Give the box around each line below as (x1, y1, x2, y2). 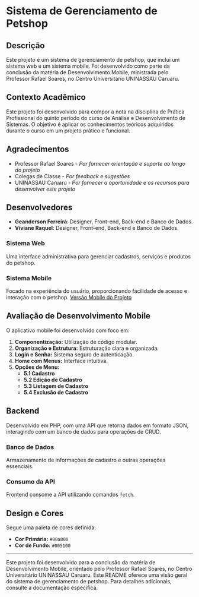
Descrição (6, 40, 45, 50)
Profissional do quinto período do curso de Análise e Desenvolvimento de (6, 114, 185, 121)
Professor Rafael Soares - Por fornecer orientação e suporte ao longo (14, 160, 185, 167)
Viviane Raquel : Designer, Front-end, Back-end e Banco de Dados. (14, 225, 179, 232)
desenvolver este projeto (14, 185, 76, 192)
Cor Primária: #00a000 (14, 536, 69, 543)
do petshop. (6, 259, 36, 266)
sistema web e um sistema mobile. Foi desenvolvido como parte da (6, 62, 170, 70)
